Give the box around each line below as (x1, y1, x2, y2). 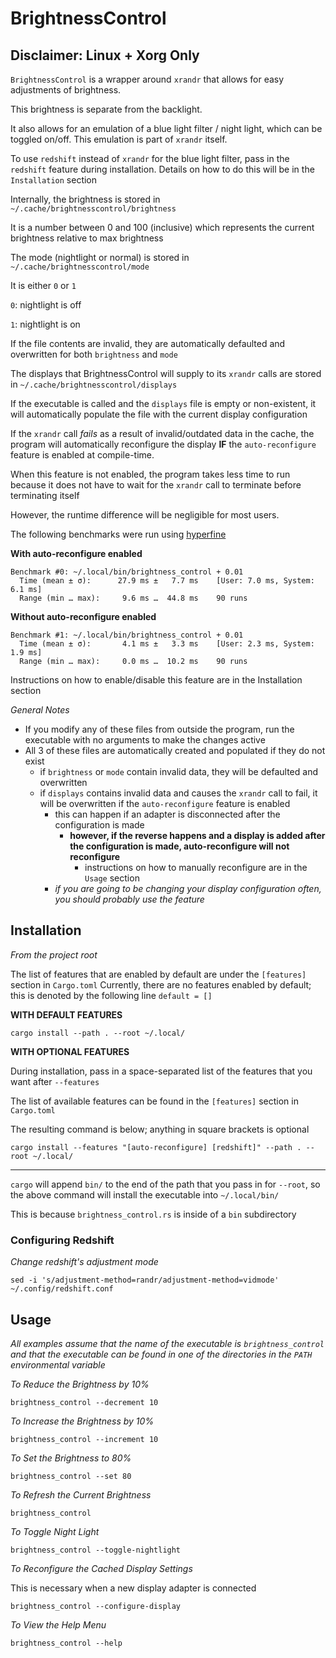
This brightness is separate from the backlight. (10, 103, 203, 115)
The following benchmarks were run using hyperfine (10, 528, 227, 540)
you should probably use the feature (54, 893, 205, 905)
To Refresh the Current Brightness (10, 1488, 152, 1501)
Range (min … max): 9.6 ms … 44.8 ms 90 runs (19, 593, 248, 603)
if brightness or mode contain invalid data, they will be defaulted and (39, 766, 318, 777)
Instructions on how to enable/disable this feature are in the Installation (10, 674, 303, 686)
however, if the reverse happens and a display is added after (69, 830, 326, 841)
